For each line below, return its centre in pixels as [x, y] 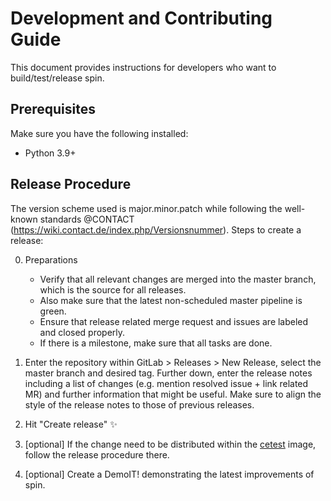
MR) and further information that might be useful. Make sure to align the [173, 394]
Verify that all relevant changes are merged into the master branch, [178, 279]
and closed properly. [82, 332]
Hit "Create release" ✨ [71, 424]
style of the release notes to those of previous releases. [139, 404]
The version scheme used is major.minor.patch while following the [146, 208]
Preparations [51, 259]
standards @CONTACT [87, 219]
